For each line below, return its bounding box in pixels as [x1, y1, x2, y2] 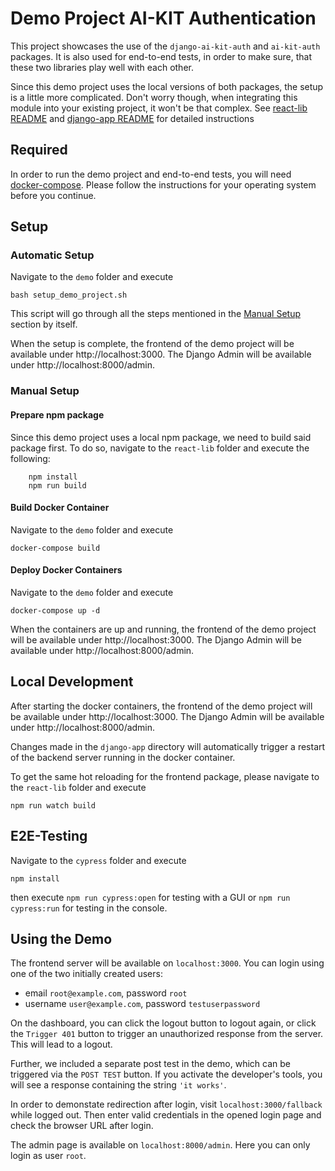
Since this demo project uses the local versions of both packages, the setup [10, 80, 324, 92]
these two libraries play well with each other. [10, 61, 194, 73]
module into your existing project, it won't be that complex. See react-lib [10, 102, 308, 114]
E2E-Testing [10, 828, 88, 845]
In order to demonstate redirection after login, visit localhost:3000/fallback [10, 1098, 323, 1111]
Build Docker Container [10, 502, 110, 514]
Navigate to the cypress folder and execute [10, 854, 187, 866]
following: [10, 452, 51, 464]
